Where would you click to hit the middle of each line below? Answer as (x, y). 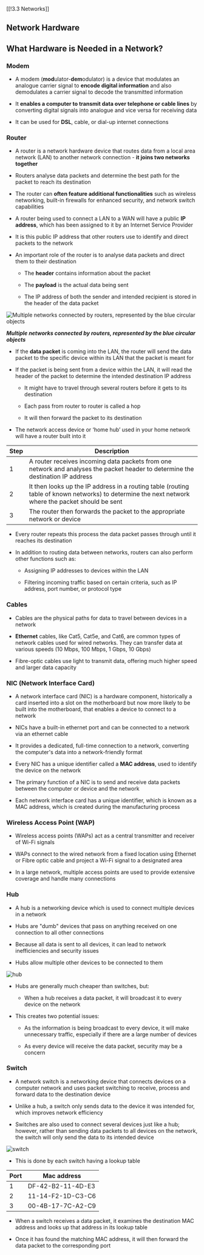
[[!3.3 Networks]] (28, 9)
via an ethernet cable (42, 734)
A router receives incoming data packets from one (100, 461)
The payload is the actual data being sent (76, 285)
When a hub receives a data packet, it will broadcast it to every (103, 998)
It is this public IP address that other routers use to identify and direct (102, 237)
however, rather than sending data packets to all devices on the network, (106, 1130)
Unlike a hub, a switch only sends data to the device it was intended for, (105, 1106)
